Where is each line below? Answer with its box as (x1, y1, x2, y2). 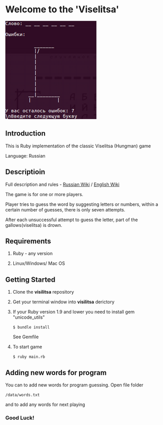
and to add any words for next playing (5, 401, 85, 408)
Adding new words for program (5, 368, 107, 377)
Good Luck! (5, 414, 35, 421)
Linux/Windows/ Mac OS (12, 260, 65, 266)
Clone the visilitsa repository (12, 289, 74, 295)
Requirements (5, 237, 51, 245)
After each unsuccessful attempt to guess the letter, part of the (5, 217, 138, 223)
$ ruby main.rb (12, 354, 45, 360)
